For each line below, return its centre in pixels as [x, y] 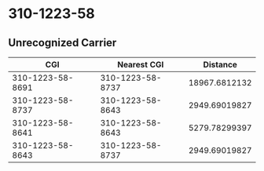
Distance [220, 65]
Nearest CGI [141, 65]
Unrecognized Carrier [62, 43]
